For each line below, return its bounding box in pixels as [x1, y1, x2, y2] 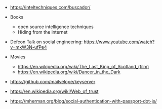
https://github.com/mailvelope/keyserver [10, 79, 96, 84]
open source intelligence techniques [17, 24, 94, 30]
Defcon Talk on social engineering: [10, 39, 83, 45]
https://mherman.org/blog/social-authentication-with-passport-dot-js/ [10, 98, 157, 104]
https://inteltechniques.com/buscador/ [10, 5, 91, 10]
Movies [10, 54, 26, 60]
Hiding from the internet [17, 29, 68, 35]
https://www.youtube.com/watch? [83, 39, 155, 45]
